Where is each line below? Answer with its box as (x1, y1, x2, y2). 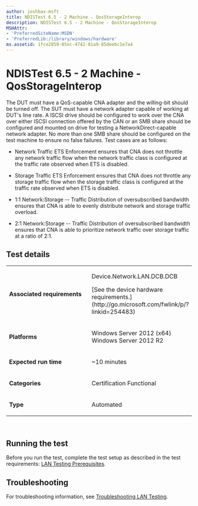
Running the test (6, 439, 68, 449)
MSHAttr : (6, 25, 28, 31)
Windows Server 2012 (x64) (91, 328, 171, 337)
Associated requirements (9, 290, 82, 298)
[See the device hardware (91, 285, 163, 294)
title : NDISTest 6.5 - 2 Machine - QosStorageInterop (6, 14, 141, 20)
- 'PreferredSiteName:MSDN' (6, 31, 75, 37)
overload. (14, 208, 38, 215)
